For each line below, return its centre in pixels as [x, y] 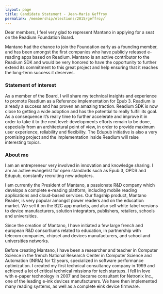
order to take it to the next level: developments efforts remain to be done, [78, 121]
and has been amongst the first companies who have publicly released [76, 52]
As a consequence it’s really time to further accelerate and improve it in [76, 116]
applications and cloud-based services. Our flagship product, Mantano [76, 195]
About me [17, 155]
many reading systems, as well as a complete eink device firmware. [73, 286]
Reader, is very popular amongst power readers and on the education [74, 200]
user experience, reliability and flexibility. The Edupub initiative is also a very [81, 132]
